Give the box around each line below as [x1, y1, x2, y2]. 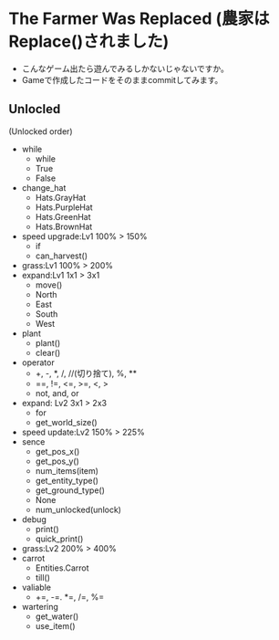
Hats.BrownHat [35, 221, 93, 232]
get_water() [35, 611, 79, 622]
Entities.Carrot [35, 562, 89, 573]
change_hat [21, 182, 67, 193]
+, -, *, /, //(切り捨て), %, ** [35, 367, 138, 379]
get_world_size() [35, 416, 98, 427]
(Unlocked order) [8, 125, 74, 137]
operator [21, 357, 56, 368]
